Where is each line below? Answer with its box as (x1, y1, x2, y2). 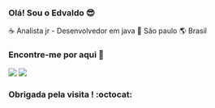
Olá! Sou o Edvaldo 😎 (8, 7, 95, 19)
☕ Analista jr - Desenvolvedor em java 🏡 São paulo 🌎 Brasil (8, 26, 207, 35)
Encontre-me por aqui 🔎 (8, 49, 105, 60)
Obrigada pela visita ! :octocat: (8, 89, 132, 100)
